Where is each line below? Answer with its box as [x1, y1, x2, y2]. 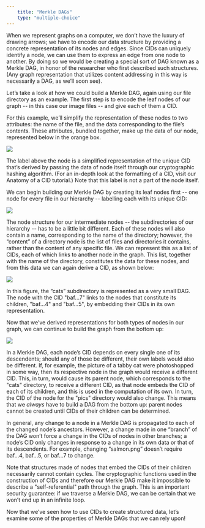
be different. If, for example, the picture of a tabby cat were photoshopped [6, 361, 194, 369]
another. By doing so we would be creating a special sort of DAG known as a [6, 58, 199, 65]
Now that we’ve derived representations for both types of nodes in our [6, 318, 184, 326]
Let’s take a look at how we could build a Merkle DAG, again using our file [6, 89, 192, 96]
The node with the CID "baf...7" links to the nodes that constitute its [6, 294, 176, 301]
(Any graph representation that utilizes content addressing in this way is [6, 71, 188, 78]
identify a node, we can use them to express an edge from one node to [6, 51, 185, 58]
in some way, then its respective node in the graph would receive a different [6, 368, 198, 375]
